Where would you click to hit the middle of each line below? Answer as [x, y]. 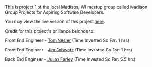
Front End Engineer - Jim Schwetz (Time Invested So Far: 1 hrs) [69, 50]
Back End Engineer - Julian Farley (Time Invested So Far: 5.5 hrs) [70, 59]
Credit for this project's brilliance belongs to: [50, 31]
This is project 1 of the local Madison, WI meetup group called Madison [76, 7]
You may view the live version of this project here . [55, 22]
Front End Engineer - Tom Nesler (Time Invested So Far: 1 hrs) [67, 40]
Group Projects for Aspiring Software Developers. [55, 12]
